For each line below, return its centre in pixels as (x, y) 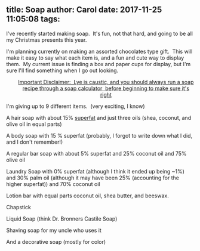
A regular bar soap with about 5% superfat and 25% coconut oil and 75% (96, 153)
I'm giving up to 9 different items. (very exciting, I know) (76, 106)
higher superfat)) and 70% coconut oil (53, 184)
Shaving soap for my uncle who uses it (54, 230)
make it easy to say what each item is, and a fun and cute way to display (95, 58)
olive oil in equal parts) (34, 124)
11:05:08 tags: (33, 19)
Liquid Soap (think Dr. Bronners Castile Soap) (62, 219)
